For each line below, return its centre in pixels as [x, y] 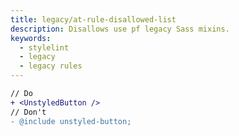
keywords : [31, 38]
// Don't [28, 112]
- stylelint [44, 47]
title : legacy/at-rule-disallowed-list [93, 19]
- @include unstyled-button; [71, 121]
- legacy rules [51, 66]
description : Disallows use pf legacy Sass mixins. [120, 29]
